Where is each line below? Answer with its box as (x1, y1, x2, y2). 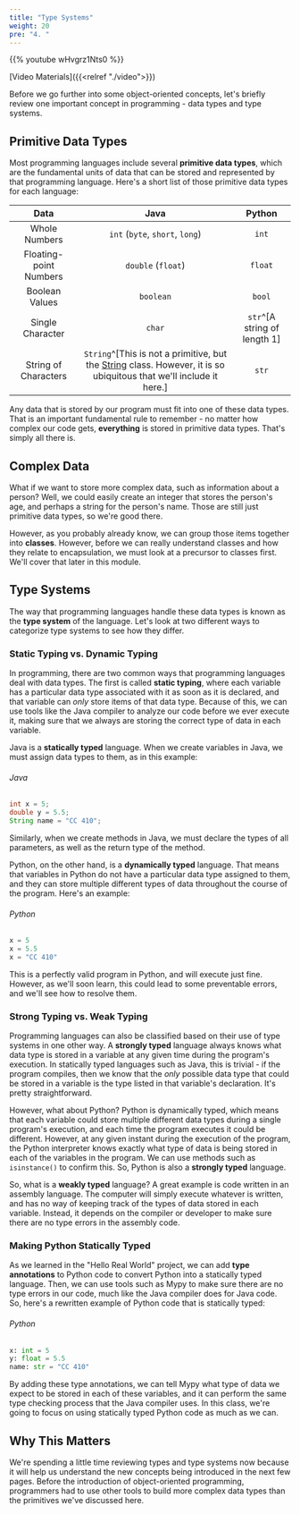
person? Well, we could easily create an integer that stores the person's (9, 492, 273, 502)
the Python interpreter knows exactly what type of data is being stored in (9, 1143, 278, 1154)
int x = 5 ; (9, 799, 50, 809)
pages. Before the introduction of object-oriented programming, (9, 1476, 245, 1486)
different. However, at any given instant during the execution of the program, (9, 1133, 291, 1145)
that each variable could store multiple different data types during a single (9, 1114, 281, 1125)
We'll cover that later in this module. (9, 556, 141, 567)
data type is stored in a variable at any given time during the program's (9, 1050, 271, 1061)
